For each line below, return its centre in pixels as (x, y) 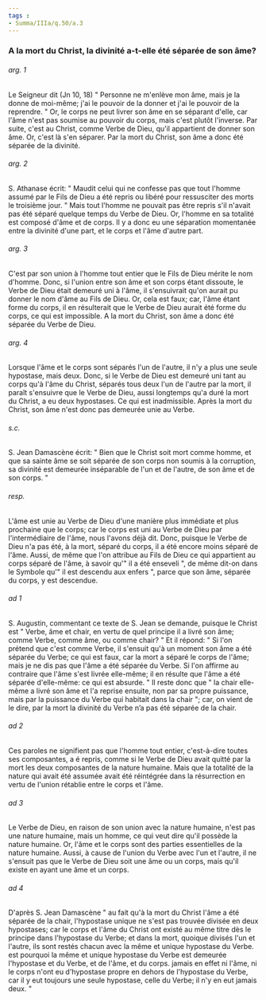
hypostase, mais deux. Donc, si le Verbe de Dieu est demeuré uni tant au (127, 376)
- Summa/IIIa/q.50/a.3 (46, 23)
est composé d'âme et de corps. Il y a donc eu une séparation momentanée (132, 222)
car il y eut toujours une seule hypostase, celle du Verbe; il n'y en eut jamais (133, 980)
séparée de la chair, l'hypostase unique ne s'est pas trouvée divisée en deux (133, 921)
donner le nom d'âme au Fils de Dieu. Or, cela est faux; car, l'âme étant (124, 299)
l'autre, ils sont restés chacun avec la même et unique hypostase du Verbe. (131, 947)
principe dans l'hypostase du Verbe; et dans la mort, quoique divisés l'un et (132, 938)
